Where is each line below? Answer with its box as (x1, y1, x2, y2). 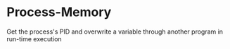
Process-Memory (6, 4, 112, 20)
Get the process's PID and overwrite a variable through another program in (6, 27, 223, 36)
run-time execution (6, 34, 62, 43)
